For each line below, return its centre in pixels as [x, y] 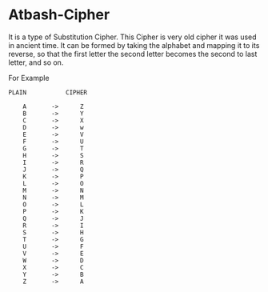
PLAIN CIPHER [48, 92]
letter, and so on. [36, 62]
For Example [29, 78]
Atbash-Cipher [59, 15]
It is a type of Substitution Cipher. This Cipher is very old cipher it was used [133, 37]
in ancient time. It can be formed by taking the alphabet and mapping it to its [134, 45]
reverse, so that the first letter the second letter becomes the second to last [133, 54]
